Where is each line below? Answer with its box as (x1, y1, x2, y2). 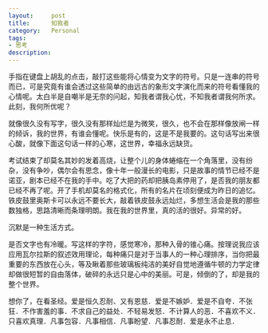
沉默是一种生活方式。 (8, 223, 78, 232)
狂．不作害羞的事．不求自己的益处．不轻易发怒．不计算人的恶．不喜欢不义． (8, 307, 260, 315)
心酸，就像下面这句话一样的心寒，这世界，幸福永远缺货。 (8, 139, 197, 148)
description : (8, 49, 52, 57)
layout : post (8, 11, 66, 20)
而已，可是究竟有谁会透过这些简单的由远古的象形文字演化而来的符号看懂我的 (8, 81, 260, 91)
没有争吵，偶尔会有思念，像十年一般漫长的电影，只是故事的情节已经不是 (22, 165, 260, 175)
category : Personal (8, 26, 81, 34)
